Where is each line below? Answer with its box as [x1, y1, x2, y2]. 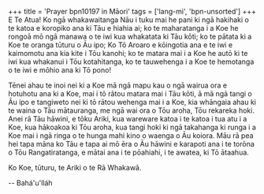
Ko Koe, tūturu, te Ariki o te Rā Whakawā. [8, 163, 142, 172]
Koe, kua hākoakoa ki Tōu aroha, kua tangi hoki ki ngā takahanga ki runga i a [8, 122, 256, 132]
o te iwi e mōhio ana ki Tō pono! [8, 65, 112, 74]
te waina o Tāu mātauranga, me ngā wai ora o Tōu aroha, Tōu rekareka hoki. [8, 106, 255, 115]
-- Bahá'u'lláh [8, 178, 53, 188]
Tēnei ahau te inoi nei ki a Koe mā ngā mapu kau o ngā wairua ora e [8, 80, 227, 90]
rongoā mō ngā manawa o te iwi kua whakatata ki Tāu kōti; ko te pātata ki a [8, 32, 252, 41]
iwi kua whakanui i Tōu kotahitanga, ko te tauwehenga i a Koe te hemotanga [8, 57, 255, 66]
